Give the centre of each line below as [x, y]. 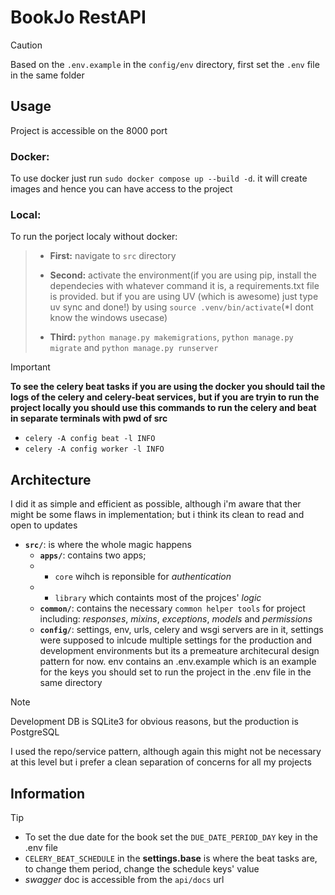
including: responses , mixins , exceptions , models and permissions [176, 619]
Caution [26, 45]
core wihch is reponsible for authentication [143, 577]
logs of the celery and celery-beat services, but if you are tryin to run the [165, 397]
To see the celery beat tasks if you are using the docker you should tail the [168, 387]
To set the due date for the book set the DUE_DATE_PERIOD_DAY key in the [171, 837]
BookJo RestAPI [78, 17]
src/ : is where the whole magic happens [108, 545]
